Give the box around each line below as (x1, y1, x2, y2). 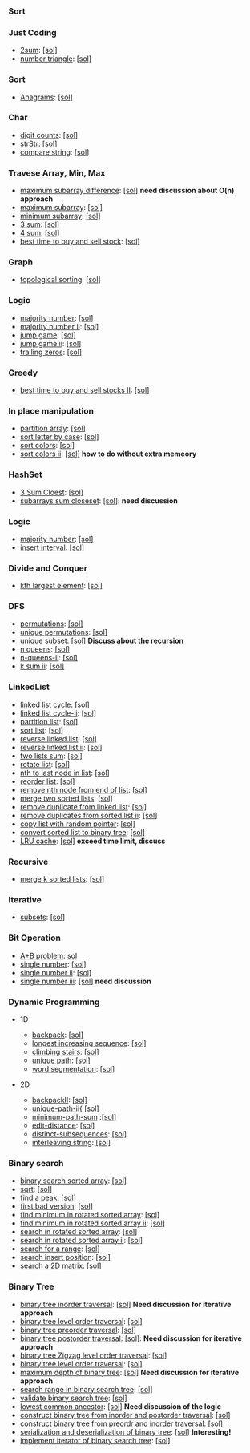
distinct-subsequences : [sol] (31, 1128, 127, 1139)
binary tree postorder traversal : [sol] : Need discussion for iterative (19, 1333, 242, 1343)
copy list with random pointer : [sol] (19, 819, 136, 829)
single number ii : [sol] (19, 967, 92, 977)
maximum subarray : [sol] (19, 203, 103, 212)
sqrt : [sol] (19, 1185, 53, 1194)
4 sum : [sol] (19, 228, 60, 238)
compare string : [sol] (19, 147, 90, 157)
